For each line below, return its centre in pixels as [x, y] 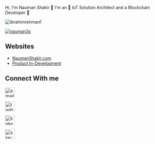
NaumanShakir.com [32, 58]
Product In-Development [37, 63]
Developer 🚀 [17, 13]
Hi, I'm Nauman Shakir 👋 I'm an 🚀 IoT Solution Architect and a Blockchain [77, 7]
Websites [20, 47]
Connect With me [32, 79]
